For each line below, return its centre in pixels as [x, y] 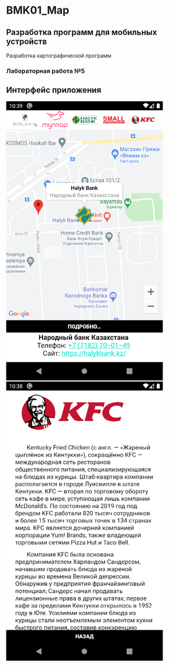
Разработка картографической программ [59, 56]
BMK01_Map [38, 10]
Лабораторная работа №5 [45, 70]
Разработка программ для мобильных [82, 32]
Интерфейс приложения [54, 90]
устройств [27, 41]
